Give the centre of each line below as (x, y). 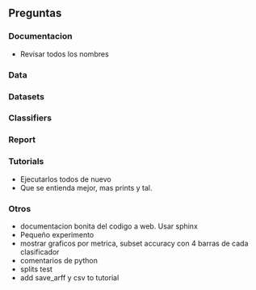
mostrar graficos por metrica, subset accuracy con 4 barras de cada (134, 243)
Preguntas (35, 13)
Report (22, 140)
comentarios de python (59, 260)
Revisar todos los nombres (64, 54)
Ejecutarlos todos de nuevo (65, 179)
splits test (36, 269)
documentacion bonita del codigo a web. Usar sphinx (109, 226)
